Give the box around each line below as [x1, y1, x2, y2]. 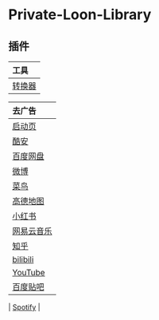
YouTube [12, 267, 45, 278]
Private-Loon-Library [8, 6, 152, 24]
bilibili [12, 254, 34, 265]
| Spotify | [8, 302, 41, 312]
